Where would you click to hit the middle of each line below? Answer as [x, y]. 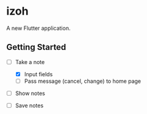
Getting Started [36, 47]
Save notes [29, 105]
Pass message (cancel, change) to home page [83, 81]
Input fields [38, 74]
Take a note [30, 62]
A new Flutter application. [38, 28]
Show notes [30, 93]
